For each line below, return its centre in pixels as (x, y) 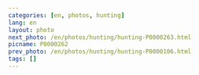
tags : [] (22, 59)
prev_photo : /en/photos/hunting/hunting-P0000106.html (100, 52)
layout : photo (31, 30)
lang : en (22, 23)
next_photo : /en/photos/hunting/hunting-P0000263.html (100, 37)
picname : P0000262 (38, 45)
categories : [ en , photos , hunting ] (66, 15)
